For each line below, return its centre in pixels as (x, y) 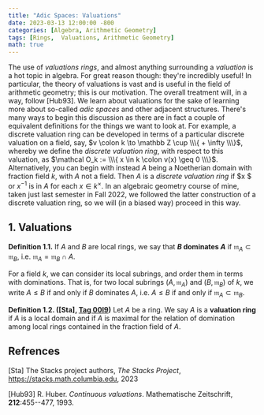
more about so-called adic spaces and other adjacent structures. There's (127, 109)
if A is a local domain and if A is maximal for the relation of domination (121, 318)
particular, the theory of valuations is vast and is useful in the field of (119, 84)
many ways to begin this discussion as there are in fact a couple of (117, 118)
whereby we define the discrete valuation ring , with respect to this (116, 151)
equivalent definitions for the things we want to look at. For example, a (122, 126)
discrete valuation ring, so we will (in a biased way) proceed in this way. (125, 203)
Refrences (34, 351)
